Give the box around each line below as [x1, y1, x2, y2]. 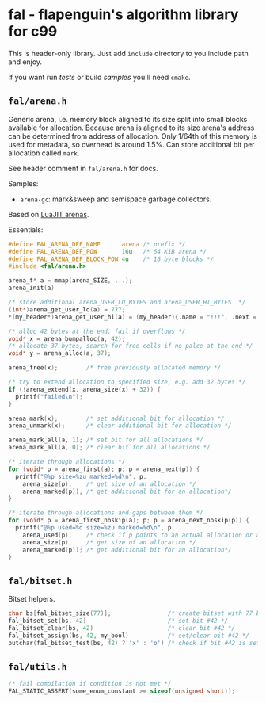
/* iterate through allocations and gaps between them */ [8, 509, 203, 517]
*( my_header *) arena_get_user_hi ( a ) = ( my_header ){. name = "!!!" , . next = [8, 313, 257, 321]
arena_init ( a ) [8, 284, 55, 292]
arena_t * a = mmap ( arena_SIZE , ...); [8, 277, 133, 285]
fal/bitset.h [8, 575, 73, 586]
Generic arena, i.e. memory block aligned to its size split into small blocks [8, 114, 248, 124]
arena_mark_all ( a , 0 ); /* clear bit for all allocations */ [8, 444, 211, 452]
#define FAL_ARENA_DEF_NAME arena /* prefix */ [8, 240, 186, 248]
